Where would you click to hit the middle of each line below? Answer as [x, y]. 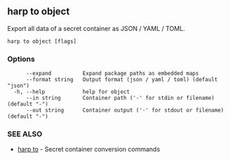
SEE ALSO [25, 134]
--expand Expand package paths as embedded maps [112, 74]
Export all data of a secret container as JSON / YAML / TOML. [96, 28]
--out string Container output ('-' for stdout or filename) [125, 111]
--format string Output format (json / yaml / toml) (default [122, 80]
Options [21, 59]
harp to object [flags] [42, 41]
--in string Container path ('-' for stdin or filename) [120, 98]
